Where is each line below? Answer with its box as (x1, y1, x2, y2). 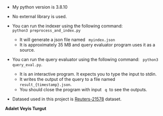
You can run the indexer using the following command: (12, 23, 123, 29)
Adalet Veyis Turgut (5, 106, 47, 111)
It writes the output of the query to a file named (19, 77, 115, 82)
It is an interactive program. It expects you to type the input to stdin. (19, 71, 157, 77)
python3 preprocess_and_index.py (12, 28, 81, 33)
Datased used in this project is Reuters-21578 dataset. (12, 96, 122, 102)
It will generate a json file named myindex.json (19, 37, 115, 42)
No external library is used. (12, 14, 67, 19)
